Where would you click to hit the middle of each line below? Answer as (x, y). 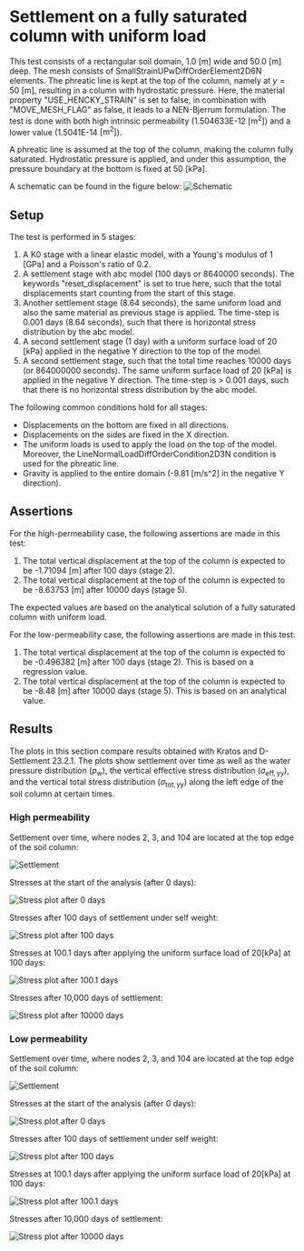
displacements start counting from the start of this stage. (129, 294)
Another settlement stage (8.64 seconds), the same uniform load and (152, 303)
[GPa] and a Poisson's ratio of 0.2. (87, 265)
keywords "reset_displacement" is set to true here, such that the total (152, 284)
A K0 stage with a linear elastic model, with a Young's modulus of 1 (148, 255)
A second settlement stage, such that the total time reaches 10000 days (157, 361)
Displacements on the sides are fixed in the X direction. (126, 435)
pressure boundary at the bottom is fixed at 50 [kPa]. (108, 169)
